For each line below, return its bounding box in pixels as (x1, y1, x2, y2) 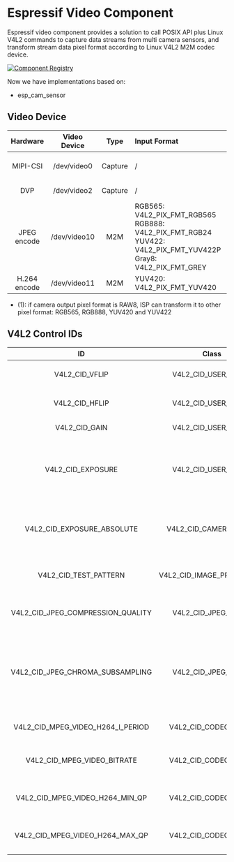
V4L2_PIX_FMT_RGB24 (134, 227, 212, 237)
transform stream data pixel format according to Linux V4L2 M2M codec (7, 43, 215, 51)
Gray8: (134, 254, 157, 263)
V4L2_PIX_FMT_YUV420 (134, 282, 217, 292)
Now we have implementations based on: (7, 77, 126, 85)
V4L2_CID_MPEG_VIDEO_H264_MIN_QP (15, 793, 148, 803)
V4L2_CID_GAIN (55, 423, 108, 432)
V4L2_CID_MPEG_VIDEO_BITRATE (25, 755, 137, 765)
